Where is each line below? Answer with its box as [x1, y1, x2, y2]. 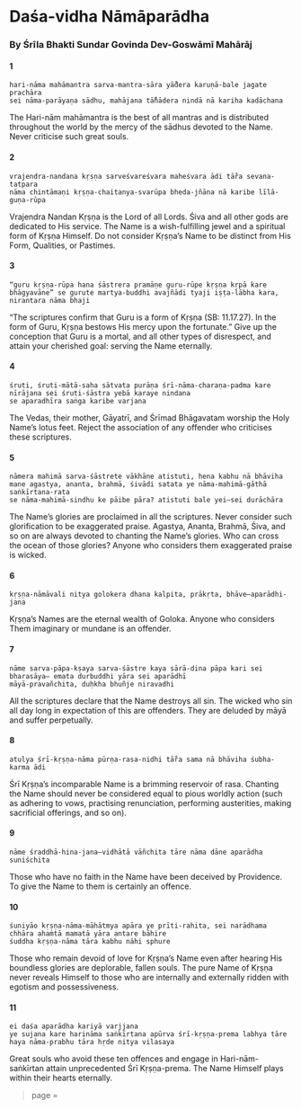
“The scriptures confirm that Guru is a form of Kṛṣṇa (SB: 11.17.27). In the [9, 312, 277, 323]
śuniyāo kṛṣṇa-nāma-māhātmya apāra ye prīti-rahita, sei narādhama [9, 921, 268, 931]
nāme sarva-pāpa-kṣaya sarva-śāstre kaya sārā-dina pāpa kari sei [9, 663, 263, 673]
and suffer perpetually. [9, 714, 93, 725]
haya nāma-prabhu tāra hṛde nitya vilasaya [9, 1038, 175, 1047]
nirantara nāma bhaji [9, 296, 91, 305]
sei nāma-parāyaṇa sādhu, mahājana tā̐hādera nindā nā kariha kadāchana [9, 96, 283, 105]
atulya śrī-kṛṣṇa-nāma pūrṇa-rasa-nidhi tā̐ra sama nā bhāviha [9, 755, 247, 764]
